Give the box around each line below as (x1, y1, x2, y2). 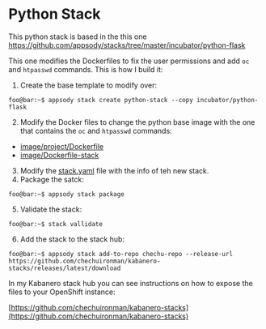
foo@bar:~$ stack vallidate (8, 220, 103, 228)
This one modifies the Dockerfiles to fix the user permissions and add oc (8, 56, 250, 66)
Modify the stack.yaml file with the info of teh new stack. (19, 165, 209, 175)
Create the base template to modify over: (19, 80, 158, 90)
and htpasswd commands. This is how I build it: (8, 64, 163, 74)
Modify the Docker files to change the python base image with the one (19, 117, 255, 126)
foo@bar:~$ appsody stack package (8, 190, 125, 199)
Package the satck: (19, 174, 85, 184)
